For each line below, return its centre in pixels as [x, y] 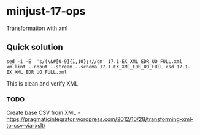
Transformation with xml [37, 28]
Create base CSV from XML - [44, 113]
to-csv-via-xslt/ [26, 126]
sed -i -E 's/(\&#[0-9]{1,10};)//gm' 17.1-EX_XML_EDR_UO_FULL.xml [94, 61]
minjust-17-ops [46, 11]
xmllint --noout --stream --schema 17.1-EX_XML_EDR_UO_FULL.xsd [90, 67]
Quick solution [35, 47]
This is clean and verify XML [42, 83]
